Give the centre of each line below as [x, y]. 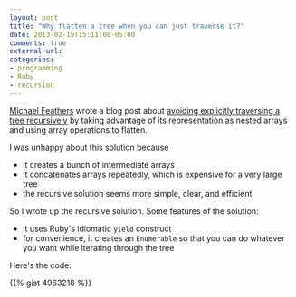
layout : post [34, 18]
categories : [32, 60]
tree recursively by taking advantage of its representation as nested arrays [148, 120]
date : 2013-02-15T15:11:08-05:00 [72, 34]
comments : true [38, 43]
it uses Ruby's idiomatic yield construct [97, 228]
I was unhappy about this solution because [89, 147]
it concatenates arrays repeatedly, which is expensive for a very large [152, 174]
